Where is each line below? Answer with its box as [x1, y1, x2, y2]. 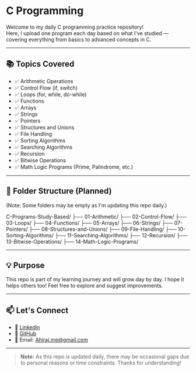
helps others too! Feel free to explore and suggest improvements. [6, 282, 163, 289]
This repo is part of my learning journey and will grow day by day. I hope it [6, 276, 184, 283]
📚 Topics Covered [6, 59, 75, 69]
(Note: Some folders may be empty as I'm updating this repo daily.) [6, 202, 167, 209]
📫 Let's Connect [6, 305, 69, 315]
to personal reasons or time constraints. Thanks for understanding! [20, 359, 181, 367]
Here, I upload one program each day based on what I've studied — [6, 29, 169, 36]
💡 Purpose [6, 260, 45, 270]
